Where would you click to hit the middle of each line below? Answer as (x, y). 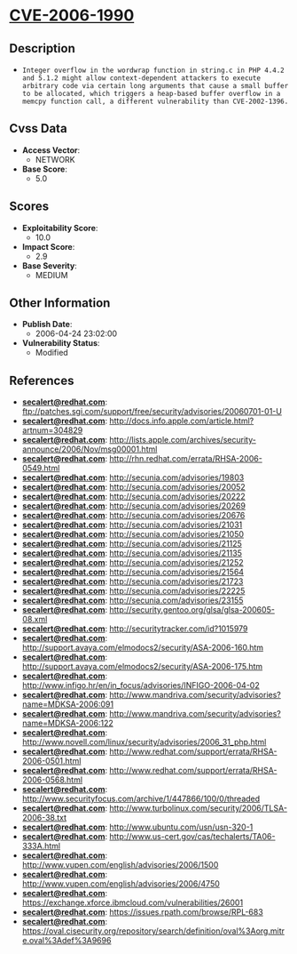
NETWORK (55, 159)
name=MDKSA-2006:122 (67, 723)
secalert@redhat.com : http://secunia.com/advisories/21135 (132, 553)
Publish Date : (47, 325)
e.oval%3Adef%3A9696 (66, 941)
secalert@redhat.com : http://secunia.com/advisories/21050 (133, 534)
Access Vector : (51, 150)
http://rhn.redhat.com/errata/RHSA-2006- (186, 459)
